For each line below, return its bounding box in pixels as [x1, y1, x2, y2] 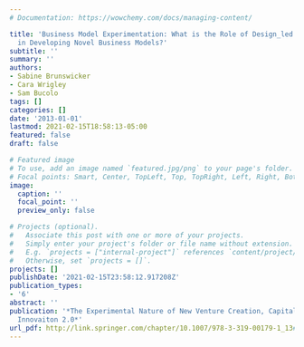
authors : [9, 63, 43, 72]
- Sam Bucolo [9, 88, 59, 98]
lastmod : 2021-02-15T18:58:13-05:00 [9, 122, 147, 131]
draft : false [9, 140, 59, 149]
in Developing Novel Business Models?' [17, 38, 168, 47]
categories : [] [9, 105, 67, 114]
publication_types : [9, 282, 83, 291]
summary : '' [9, 55, 54, 64]
